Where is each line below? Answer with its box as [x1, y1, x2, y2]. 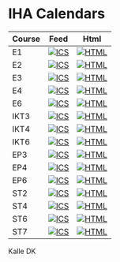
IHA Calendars [8, 5, 105, 23]
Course [12, 33, 41, 44]
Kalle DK [8, 246, 36, 256]
